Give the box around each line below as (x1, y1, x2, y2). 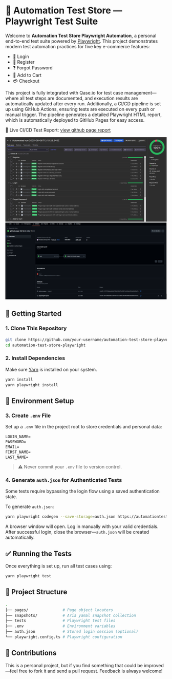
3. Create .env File (5, 412, 51, 419)
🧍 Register (12, 59, 35, 65)
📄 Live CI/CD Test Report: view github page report (5, 127, 111, 133)
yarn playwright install (5, 382, 58, 387)
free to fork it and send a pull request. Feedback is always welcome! (18, 668, 163, 674)
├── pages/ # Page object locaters (5, 607, 114, 613)
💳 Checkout (12, 78, 40, 84)
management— (124, 89, 157, 96)
